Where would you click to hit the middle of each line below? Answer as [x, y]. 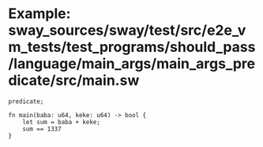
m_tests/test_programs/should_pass [132, 47]
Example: [39, 14]
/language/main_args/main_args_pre [131, 64]
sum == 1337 [42, 129]
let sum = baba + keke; [62, 122]
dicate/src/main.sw [74, 81]
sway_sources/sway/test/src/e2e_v [127, 30]
